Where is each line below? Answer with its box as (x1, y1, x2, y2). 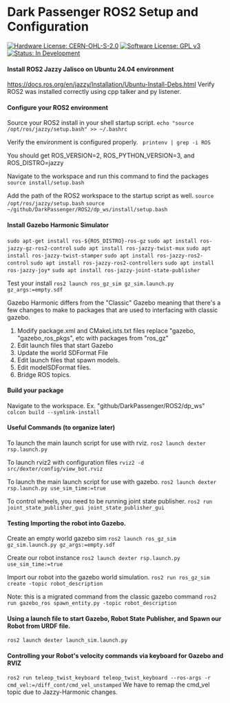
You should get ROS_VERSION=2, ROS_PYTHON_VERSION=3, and (7, 151, 195, 160)
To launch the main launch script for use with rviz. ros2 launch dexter (7, 439, 207, 447)
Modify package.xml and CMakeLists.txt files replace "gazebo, (17, 326, 196, 335)
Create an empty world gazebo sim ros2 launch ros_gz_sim (7, 535, 177, 543)
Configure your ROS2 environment (7, 103, 109, 111)
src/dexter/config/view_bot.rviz (7, 465, 103, 472)
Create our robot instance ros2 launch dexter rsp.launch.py (7, 554, 180, 562)
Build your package (7, 386, 64, 394)
